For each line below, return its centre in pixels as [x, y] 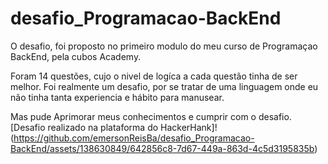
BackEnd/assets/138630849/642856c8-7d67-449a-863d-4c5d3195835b [162, 148]
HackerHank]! [189, 127]
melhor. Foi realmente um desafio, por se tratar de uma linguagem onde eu [164, 86]
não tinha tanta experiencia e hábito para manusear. [117, 97]
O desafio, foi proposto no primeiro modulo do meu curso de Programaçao [164, 46]
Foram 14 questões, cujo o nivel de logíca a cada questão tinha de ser [154, 76]
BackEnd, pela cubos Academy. [76, 56]
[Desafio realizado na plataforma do [84, 127]
